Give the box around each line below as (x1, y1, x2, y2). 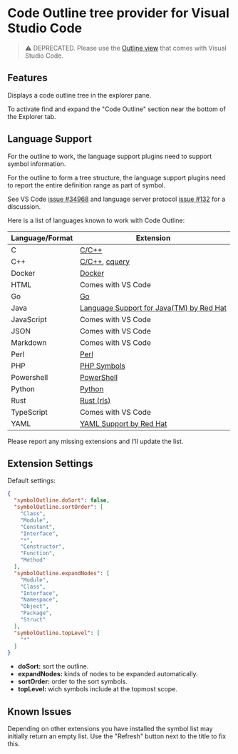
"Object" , (20, 603, 50, 610)
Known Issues (7, 706, 72, 718)
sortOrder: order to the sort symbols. (17, 677, 128, 686)
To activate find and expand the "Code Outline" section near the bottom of (7, 105, 226, 113)
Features (7, 72, 48, 84)
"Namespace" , (20, 597, 59, 604)
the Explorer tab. (7, 112, 56, 120)
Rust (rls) (79, 396, 111, 406)
